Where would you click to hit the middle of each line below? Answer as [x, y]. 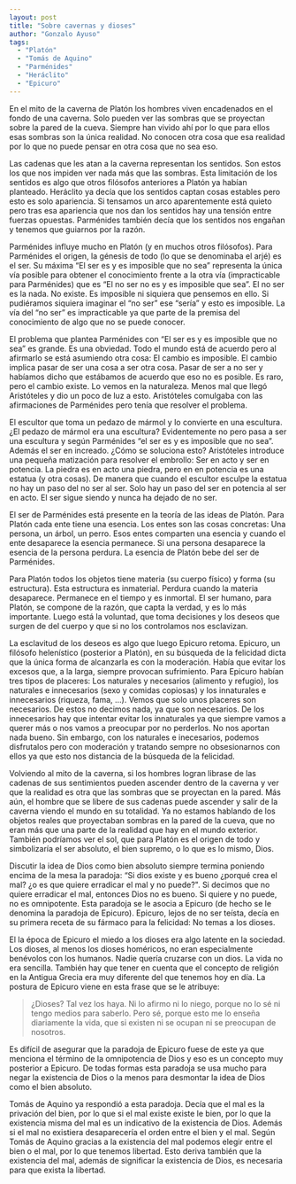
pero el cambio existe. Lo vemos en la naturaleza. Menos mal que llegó [138, 386]
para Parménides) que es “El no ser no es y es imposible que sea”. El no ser [147, 284]
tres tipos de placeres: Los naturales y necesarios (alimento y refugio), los [144, 681]
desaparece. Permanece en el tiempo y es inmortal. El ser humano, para [140, 597]
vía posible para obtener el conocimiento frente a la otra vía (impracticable [145, 275]
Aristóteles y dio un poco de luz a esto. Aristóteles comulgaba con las [136, 395]
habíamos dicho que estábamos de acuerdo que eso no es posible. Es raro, [147, 377]
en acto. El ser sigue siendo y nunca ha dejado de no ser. [114, 497]
